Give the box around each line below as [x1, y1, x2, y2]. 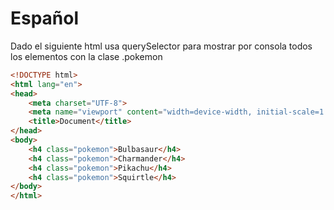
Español [10, 7, 80, 30]
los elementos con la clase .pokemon [10, 50, 163, 62]
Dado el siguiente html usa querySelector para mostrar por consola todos [10, 40, 313, 52]
